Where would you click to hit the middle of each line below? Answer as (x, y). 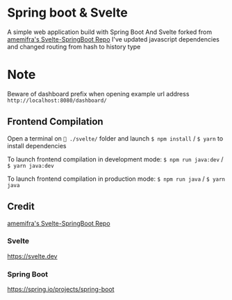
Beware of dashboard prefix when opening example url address (98, 94)
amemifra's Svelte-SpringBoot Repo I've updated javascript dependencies (114, 39)
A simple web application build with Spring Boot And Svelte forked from (110, 32)
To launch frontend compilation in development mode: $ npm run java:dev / (115, 159)
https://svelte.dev (32, 256)
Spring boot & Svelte (68, 13)
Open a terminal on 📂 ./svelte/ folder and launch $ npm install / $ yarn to (115, 138)
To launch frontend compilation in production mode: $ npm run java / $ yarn (116, 179)
